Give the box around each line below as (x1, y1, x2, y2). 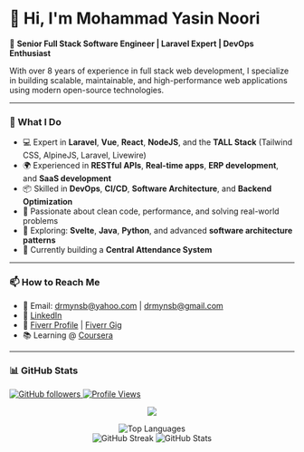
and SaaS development (22, 173, 111, 184)
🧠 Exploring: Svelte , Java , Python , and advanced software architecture (22, 226, 293, 236)
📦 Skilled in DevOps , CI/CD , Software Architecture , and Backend (22, 183, 272, 194)
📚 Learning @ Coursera (22, 330, 113, 341)
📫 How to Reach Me (9, 276, 100, 289)
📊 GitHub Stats (9, 364, 79, 377)
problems (22, 216, 59, 226)
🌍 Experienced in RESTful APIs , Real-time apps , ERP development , (22, 160, 279, 171)
